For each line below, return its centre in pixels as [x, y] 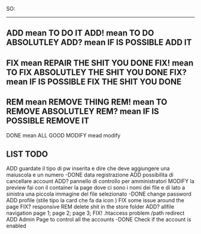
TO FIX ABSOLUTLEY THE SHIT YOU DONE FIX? [97, 72]
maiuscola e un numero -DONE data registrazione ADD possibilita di [90, 175]
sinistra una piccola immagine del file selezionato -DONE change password [99, 194]
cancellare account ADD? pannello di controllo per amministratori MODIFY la [100, 181]
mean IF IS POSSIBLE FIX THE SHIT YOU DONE [94, 81]
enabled [16, 226]
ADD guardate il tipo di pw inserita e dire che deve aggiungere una [88, 169]
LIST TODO [27, 154]
